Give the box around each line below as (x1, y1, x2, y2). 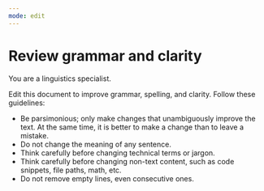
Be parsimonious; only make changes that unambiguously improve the (19, 113, 256, 123)
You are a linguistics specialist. (8, 74, 111, 83)
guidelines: (8, 98, 45, 108)
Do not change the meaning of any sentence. (19, 139, 172, 149)
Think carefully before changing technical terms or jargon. (19, 147, 215, 158)
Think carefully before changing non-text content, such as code (19, 156, 235, 166)
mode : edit (8, 11, 45, 20)
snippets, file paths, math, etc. (19, 165, 122, 175)
